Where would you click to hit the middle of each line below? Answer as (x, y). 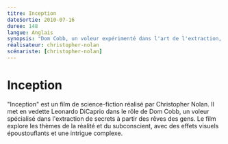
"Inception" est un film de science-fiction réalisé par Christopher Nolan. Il (111, 104)
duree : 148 (23, 26)
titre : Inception (32, 13)
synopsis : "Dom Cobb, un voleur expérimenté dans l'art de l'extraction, (115, 39)
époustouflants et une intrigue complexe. (65, 133)
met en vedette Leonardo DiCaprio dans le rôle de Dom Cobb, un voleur (108, 111)
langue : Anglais (30, 32)
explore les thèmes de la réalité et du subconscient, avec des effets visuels (113, 126)
